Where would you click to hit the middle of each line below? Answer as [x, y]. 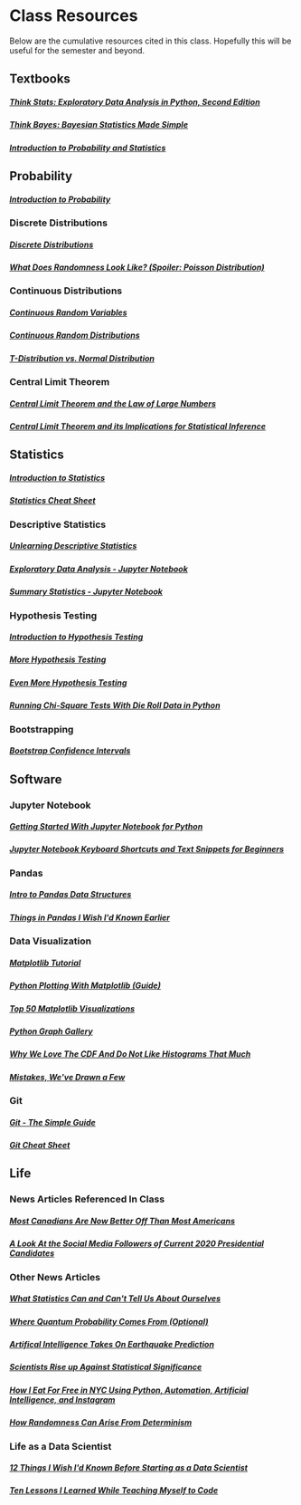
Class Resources [74, 16]
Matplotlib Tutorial [45, 963]
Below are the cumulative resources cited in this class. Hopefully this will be [150, 41]
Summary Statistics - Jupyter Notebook [86, 592]
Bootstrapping [42, 729]
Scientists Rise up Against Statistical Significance [106, 1367]
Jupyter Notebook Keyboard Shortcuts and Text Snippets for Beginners [147, 849]
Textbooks [40, 79]
